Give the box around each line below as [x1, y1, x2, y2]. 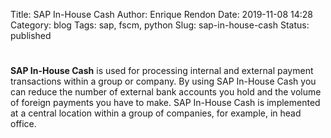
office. [10, 118, 37, 130]
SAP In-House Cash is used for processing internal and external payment [10, 65, 314, 77]
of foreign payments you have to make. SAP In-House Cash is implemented [10, 97, 321, 109]
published [10, 30, 52, 41]
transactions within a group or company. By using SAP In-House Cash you [10, 75, 317, 88]
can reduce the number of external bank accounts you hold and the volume [10, 86, 322, 98]
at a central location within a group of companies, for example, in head [10, 107, 302, 119]
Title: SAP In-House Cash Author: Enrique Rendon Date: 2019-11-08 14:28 [10, 9, 314, 20]
